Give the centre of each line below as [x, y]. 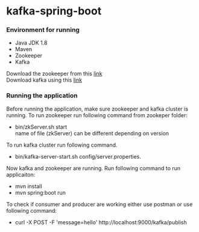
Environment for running [43, 30]
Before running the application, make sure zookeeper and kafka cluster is [97, 109]
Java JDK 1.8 [31, 43]
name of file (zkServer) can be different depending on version [92, 133]
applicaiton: [21, 174]
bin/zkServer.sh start [41, 127]
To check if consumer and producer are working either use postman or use [99, 204]
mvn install [28, 186]
